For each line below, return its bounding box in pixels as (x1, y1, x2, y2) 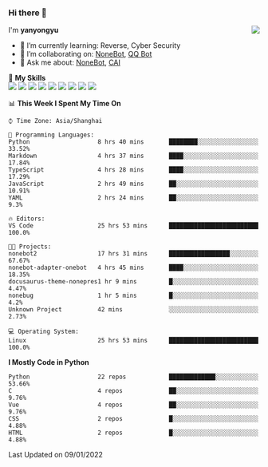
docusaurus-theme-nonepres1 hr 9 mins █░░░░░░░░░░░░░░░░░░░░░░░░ (8, 278, 259, 286)
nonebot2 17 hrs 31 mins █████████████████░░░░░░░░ (8, 250, 259, 258)
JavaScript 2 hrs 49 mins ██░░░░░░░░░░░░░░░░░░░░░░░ (8, 180, 259, 188)
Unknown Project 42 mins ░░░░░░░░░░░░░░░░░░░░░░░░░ (8, 306, 259, 314)
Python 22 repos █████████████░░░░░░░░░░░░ (8, 373, 259, 382)
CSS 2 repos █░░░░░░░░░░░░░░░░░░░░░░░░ (8, 415, 259, 423)
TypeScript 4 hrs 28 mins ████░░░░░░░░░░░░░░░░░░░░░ (8, 166, 259, 174)
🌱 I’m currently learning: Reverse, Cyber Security (19, 41, 181, 50)
